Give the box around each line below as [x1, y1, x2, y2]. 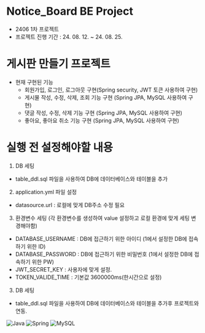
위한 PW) [31, 258, 54, 265]
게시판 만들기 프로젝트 [6, 57, 110, 71]
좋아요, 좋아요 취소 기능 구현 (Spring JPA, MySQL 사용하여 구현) [24, 117, 180, 124]
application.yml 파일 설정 [15, 188, 77, 195]
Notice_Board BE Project [6, 4, 134, 18]
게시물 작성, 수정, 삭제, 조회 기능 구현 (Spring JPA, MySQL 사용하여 [24, 93, 187, 101]
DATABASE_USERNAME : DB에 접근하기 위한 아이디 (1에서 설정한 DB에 [15, 235, 187, 242]
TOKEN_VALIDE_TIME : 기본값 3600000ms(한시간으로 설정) [15, 273, 162, 281]
